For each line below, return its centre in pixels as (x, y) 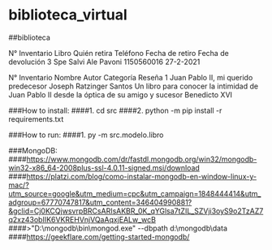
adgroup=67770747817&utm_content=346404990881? (100, 202)
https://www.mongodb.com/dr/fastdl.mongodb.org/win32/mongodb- (142, 159)
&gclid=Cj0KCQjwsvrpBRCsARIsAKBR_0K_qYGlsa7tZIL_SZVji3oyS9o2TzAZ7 (136, 211)
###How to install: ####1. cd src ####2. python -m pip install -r (115, 110)
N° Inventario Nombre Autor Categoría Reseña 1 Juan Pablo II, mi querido (131, 77)
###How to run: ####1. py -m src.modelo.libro (86, 135)
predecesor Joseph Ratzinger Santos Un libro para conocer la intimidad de (133, 86)
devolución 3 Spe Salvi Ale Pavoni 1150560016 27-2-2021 (104, 62)
